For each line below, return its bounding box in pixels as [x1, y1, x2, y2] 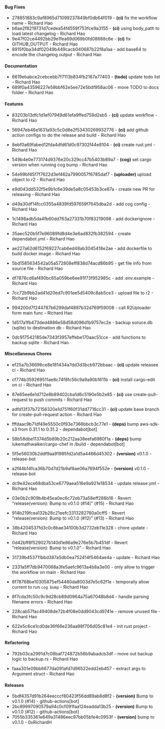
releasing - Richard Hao [11, 191, 60, 197]
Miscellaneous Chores [4, 351, 52, 357]
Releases [4, 682, 24, 688]
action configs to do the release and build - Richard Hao [11, 132, 126, 138]
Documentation [4, 63, 38, 69]
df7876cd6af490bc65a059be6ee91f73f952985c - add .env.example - [11, 275, 155, 281]
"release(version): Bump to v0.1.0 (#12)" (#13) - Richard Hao [11, 515, 134, 521]
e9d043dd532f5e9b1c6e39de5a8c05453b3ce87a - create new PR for [11, 186, 155, 192]
